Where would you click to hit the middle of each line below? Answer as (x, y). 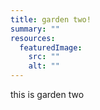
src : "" (44, 57)
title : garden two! (51, 19)
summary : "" (35, 29)
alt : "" (44, 66)
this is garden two (47, 94)
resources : (33, 38)
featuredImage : (51, 47)
